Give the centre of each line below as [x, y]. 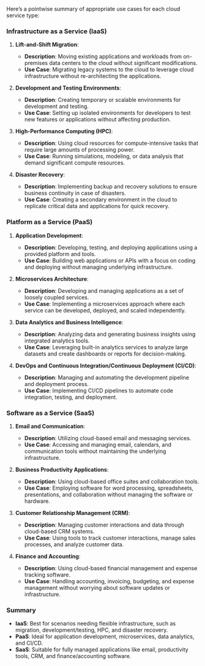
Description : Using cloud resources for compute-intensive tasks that [111, 143]
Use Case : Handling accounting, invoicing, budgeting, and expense [109, 581]
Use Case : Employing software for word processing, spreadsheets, [109, 488]
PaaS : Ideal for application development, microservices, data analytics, [105, 637]
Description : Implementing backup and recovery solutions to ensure [110, 187]
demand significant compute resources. [75, 163]
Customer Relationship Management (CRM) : [73, 513]
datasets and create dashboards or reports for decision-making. [105, 354]
